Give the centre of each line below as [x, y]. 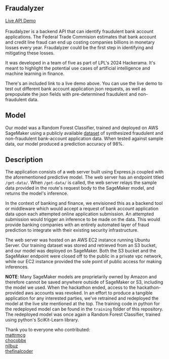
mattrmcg [15, 335]
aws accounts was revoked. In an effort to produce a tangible [89, 293]
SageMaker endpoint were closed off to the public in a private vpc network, [84, 256]
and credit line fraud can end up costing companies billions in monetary [80, 42]
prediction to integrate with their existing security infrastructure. [72, 230]
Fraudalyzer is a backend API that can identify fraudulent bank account [79, 31]
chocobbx [16, 340]
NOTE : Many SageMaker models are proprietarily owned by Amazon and [81, 277]
